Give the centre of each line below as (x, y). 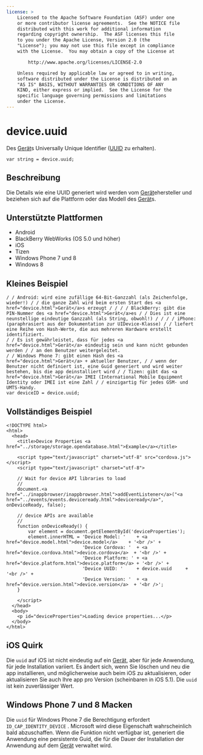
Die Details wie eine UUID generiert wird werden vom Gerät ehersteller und (99, 192)
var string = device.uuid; (40, 159)
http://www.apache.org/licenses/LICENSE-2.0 (85, 62)
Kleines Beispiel (37, 283)
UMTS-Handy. (21, 388)
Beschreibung (33, 178)
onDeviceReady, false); (36, 505)
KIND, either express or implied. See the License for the (95, 90)
